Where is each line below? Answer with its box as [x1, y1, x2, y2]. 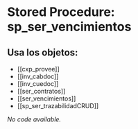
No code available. [7, 115, 61, 123]
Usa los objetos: [7, 46, 78, 58]
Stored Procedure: [7, 4, 116, 20]
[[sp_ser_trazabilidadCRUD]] [17, 102, 99, 110]
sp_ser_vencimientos [7, 19, 132, 35]
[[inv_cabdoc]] [17, 72, 59, 80]
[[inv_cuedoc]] [17, 80, 59, 87]
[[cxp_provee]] [17, 65, 60, 73]
